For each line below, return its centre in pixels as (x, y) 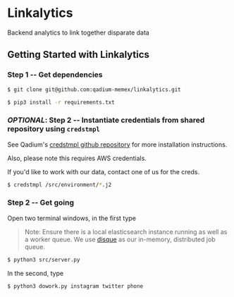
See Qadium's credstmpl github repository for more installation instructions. (117, 144)
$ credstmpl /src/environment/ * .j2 (60, 185)
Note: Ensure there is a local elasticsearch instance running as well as (126, 231)
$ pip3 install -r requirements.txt (61, 102)
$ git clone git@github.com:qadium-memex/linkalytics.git (94, 90)
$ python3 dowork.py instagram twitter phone (75, 286)
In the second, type (36, 273)
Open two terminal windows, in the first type (72, 218)
